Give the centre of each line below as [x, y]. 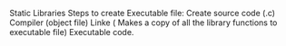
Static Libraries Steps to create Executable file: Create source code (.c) [142, 13]
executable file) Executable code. [72, 32]
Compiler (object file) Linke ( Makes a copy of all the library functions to [143, 23]
